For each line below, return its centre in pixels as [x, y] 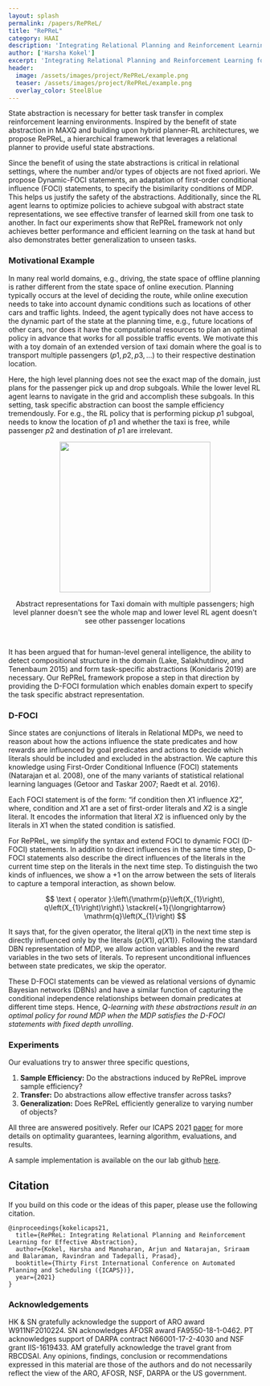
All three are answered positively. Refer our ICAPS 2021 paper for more [126, 1128]
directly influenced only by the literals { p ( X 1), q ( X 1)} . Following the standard [133, 940]
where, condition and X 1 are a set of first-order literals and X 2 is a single [128, 807]
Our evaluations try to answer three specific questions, [99, 1062]
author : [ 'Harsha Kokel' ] [51, 53]
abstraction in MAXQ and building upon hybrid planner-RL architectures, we [134, 130]
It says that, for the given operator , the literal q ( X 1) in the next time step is [130, 931]
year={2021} [36, 1278]
